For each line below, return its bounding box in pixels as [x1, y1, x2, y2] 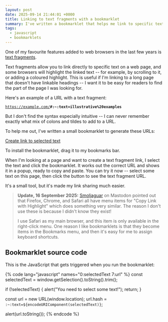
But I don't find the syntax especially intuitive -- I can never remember [5, 113, 150, 119]
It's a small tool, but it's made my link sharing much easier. [5, 183, 126, 189]
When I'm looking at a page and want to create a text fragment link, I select [5, 157, 160, 163]
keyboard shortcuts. [17, 234, 59, 240]
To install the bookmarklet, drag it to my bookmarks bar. [5, 147, 120, 153]
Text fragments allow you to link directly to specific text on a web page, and [5, 63, 161, 70]
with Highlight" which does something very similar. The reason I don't [17, 203, 161, 209]
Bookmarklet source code [5, 248, 87, 257]
